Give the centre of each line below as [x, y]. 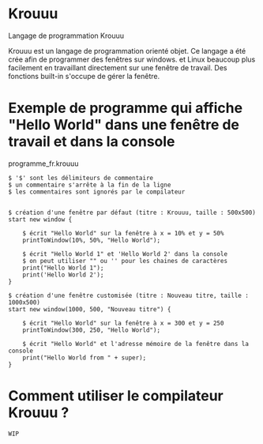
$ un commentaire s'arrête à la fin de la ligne [90, 185]
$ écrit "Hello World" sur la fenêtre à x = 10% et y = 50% [123, 233]
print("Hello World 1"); [63, 268]
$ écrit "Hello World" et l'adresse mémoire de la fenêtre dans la [135, 344]
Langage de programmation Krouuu [66, 36]
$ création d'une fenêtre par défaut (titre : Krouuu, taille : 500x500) [132, 213]
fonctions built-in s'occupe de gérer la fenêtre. [84, 76]
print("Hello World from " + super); [85, 357]
